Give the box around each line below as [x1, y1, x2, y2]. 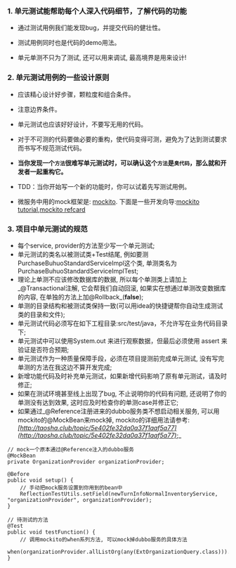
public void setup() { [7, 477, 74, 484]
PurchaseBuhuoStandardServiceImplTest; [17, 266, 139, 275]
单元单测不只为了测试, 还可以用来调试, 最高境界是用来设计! [17, 53, 187, 62]
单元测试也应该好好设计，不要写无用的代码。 [17, 120, 147, 128]
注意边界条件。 [17, 105, 61, 113]
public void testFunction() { [7, 529, 96, 536]
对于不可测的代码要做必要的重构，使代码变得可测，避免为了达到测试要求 [17, 135, 227, 143]
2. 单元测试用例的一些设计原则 [7, 72, 110, 82]
